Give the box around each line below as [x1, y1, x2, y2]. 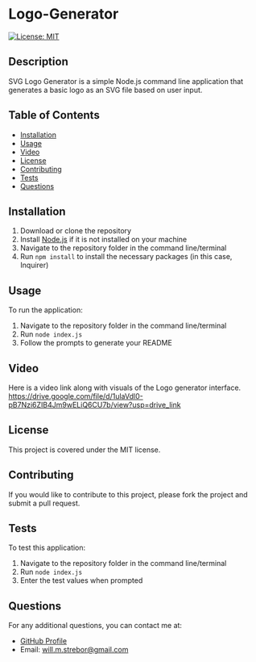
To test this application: [8, 543, 86, 553]
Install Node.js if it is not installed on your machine [19, 235, 188, 245]
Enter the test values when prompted [19, 576, 143, 585]
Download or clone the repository [19, 226, 131, 236]
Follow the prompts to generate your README [19, 338, 173, 348]
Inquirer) [19, 260, 49, 270]
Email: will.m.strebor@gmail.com [19, 645, 129, 655]
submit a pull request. [8, 498, 81, 508]
